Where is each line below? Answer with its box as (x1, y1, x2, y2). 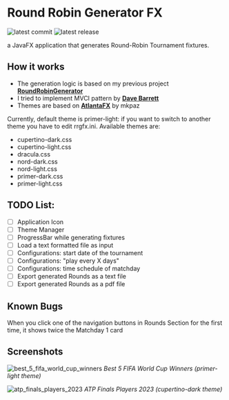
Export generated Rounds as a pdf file (17, 280, 126, 288)
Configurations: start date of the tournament (17, 248, 143, 257)
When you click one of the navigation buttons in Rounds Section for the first (7, 319, 223, 327)
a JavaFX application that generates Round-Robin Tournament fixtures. (7, 41, 210, 49)
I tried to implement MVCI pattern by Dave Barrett (17, 94, 159, 102)
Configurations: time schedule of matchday (17, 264, 141, 272)
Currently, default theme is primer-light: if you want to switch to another (7, 114, 212, 123)
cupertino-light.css (17, 143, 72, 151)
